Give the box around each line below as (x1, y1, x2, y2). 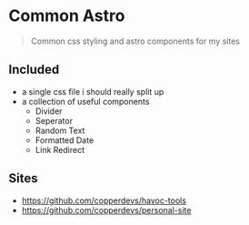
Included (8, 62, 60, 77)
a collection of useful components (21, 96, 150, 107)
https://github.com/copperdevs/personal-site (21, 204, 192, 215)
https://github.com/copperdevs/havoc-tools (21, 195, 187, 206)
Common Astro (8, 5, 125, 26)
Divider (35, 106, 63, 117)
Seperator (35, 115, 74, 126)
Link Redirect (35, 144, 85, 155)
